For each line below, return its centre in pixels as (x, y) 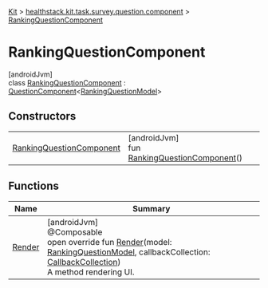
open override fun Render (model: (110, 242)
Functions (34, 186)
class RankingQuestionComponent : (67, 82)
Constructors (42, 116)
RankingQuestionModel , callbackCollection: (129, 252)
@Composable (75, 232)
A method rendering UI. (91, 272)
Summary (152, 208)
